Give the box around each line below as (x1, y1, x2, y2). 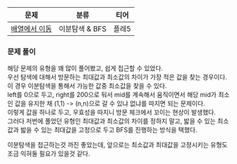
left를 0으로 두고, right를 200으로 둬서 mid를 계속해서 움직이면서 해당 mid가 (7, 91, 217, 99)
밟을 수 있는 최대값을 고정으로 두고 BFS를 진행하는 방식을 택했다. (20, 126, 197, 134)
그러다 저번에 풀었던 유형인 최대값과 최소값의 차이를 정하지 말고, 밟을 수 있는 (7, 117, 217, 125)
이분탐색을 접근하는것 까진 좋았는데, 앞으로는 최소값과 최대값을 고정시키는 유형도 (7, 141, 228, 149)
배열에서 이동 (11, 24, 52, 34)
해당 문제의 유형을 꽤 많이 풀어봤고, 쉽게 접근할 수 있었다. (7, 64, 164, 72)
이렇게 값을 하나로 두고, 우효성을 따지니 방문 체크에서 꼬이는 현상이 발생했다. (7, 108, 217, 117)
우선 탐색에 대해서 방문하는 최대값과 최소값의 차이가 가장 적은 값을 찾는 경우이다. (7, 73, 228, 82)
